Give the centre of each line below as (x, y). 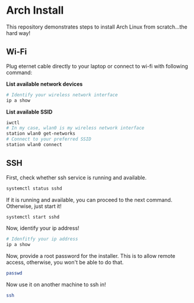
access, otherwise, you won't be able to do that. (65, 263)
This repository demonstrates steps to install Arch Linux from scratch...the (97, 27)
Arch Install (35, 10)
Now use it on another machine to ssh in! (56, 285)
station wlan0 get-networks (41, 134)
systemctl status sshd (34, 188)
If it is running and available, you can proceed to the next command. (89, 200)
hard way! (18, 33)
